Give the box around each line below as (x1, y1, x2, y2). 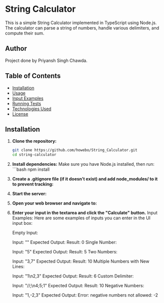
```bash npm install (12, 166, 50, 173)
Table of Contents (5, 72, 61, 80)
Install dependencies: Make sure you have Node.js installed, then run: (12, 161, 155, 167)
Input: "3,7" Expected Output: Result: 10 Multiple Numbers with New (12, 258, 149, 264)
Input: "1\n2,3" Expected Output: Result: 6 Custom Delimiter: (12, 273, 134, 279)
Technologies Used (12, 106, 51, 112)
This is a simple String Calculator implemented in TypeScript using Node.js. (5, 20, 157, 26)
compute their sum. (5, 30, 45, 36)
